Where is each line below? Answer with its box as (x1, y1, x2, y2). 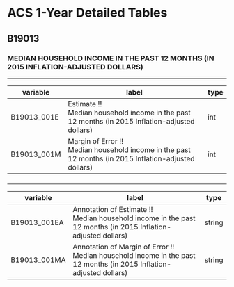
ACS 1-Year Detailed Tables (7, 5, 168, 21)
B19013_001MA (10, 255, 66, 265)
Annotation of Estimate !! (72, 204, 153, 214)
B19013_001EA (10, 218, 64, 227)
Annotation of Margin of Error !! (72, 242, 175, 252)
